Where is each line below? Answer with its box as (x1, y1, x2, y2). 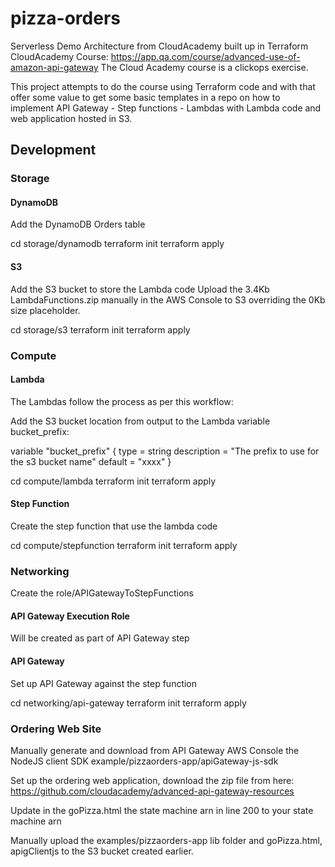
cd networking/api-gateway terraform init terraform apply (10, 697, 247, 709)
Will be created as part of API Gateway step (10, 632, 190, 644)
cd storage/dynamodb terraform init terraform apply (10, 238, 225, 250)
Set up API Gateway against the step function (10, 677, 198, 689)
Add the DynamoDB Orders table (10, 218, 146, 231)
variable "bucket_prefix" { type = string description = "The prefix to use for (10, 445, 320, 457)
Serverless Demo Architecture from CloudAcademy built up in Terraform (10, 40, 309, 52)
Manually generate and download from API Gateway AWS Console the (10, 744, 300, 756)
